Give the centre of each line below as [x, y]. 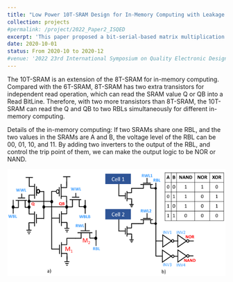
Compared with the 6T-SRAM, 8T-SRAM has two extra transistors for [106, 86]
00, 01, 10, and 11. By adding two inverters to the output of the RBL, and [109, 144]
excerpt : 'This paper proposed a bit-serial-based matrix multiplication [116, 37]
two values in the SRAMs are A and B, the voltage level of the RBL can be [112, 137]
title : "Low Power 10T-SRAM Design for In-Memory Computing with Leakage [116, 15]
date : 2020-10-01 [32, 44]
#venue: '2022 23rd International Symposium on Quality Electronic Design [118, 59]
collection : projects [38, 22]
